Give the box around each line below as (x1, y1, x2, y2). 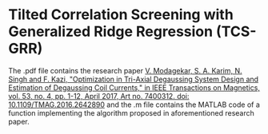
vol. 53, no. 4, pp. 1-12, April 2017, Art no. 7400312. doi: (8, 91, 190, 100)
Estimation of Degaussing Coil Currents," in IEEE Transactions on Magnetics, (8, 82, 260, 93)
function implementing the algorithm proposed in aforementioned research (8, 108, 254, 117)
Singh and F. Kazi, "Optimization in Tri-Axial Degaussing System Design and (8, 74, 258, 84)
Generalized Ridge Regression (8, 22, 214, 41)
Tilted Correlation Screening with (8, 6, 234, 24)
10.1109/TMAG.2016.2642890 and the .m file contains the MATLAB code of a (8, 100, 260, 109)
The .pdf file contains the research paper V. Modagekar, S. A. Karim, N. (8, 65, 242, 75)
